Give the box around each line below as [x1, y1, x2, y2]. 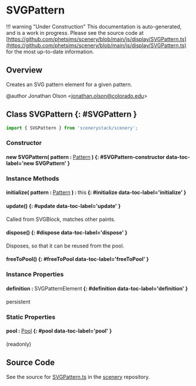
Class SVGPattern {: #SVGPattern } [6, 110, 137, 120]
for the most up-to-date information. [6, 48, 94, 55]
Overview [6, 65, 43, 75]
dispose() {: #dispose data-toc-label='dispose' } [6, 229, 128, 236]
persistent [6, 298, 31, 305]
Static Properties [6, 313, 56, 321]
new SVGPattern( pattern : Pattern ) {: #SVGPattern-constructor [6, 153, 165, 160]
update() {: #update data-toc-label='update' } [6, 203, 121, 210]
